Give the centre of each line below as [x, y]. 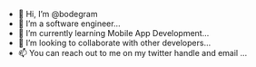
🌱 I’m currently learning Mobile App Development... [113, 33]
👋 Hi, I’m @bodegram [58, 14]
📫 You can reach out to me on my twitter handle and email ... [133, 53]
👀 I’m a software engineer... [69, 24]
